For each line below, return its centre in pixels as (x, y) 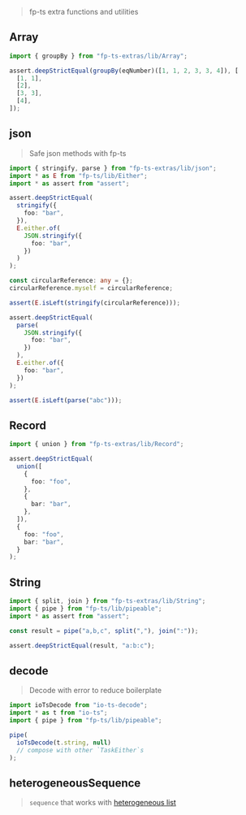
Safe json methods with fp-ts (78, 153)
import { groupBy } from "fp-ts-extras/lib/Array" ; (98, 56)
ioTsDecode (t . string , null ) (64, 743)
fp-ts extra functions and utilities (84, 12)
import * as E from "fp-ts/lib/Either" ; (79, 176)
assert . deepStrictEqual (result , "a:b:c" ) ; (82, 645)
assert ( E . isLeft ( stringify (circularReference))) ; (95, 303)
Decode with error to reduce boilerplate (95, 691)
